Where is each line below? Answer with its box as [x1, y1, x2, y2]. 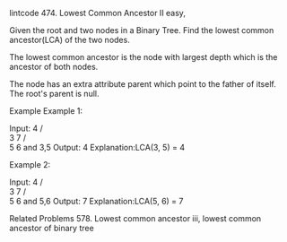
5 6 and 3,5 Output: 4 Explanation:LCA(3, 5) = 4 [9, 143, 186, 152]
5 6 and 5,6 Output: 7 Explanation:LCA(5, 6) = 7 [9, 196, 184, 206]
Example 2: [9, 160, 51, 169]
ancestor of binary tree [9, 223, 94, 233]
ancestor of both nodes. [9, 62, 99, 72]
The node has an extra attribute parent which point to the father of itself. [9, 79, 276, 89]
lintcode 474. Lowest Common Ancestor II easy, [9, 8, 187, 18]
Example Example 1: [9, 106, 83, 116]
